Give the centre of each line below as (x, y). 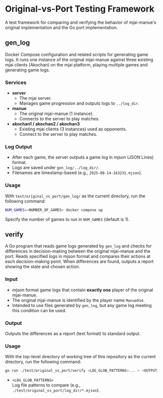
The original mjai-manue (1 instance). (56, 114)
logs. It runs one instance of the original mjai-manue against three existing (79, 60)
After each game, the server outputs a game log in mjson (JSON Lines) (83, 157)
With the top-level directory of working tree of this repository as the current (81, 357)
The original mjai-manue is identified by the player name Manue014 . (78, 300)
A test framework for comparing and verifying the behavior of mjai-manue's (81, 22)
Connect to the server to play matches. (58, 134)
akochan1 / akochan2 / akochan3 (46, 124)
